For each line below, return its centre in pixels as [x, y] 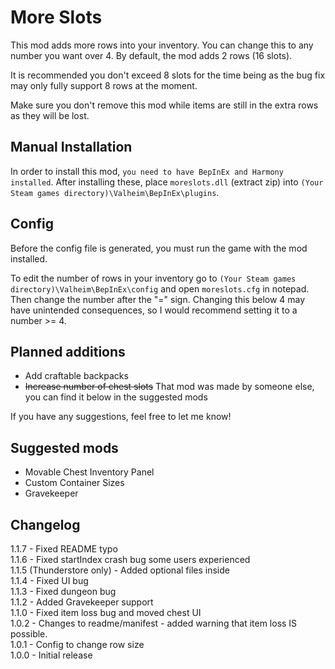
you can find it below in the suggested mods [116, 397]
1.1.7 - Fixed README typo [64, 549]
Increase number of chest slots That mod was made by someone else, [169, 387]
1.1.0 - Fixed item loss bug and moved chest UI [106, 612]
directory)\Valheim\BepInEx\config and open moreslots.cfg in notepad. [160, 288]
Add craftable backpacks [76, 376]
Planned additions [68, 351]
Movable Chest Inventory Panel [89, 472]
